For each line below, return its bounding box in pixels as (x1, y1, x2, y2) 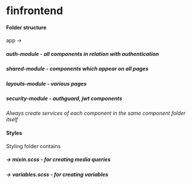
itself (6, 116, 18, 123)
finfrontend (6, 4, 63, 18)
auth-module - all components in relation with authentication (6, 50, 160, 57)
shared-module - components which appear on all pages (6, 65, 149, 72)
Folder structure (6, 24, 47, 31)
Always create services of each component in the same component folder (6, 110, 186, 117)
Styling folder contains (6, 142, 61, 149)
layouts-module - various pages (6, 80, 87, 87)
